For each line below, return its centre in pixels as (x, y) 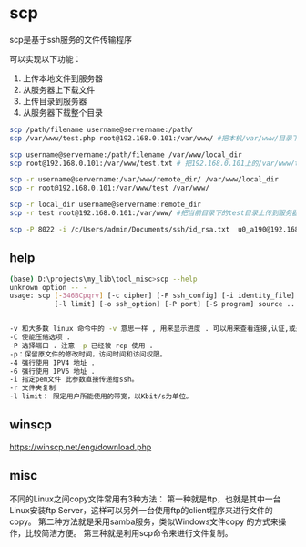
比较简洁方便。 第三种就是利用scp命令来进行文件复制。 (129, 532)
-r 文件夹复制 (33, 388)
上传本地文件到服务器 (62, 78)
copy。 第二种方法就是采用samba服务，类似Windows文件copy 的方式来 (144, 521)
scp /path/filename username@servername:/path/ (102, 129)
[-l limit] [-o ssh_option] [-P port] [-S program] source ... (177, 304)
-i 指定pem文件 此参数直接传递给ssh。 (74, 380)
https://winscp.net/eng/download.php (81, 447)
